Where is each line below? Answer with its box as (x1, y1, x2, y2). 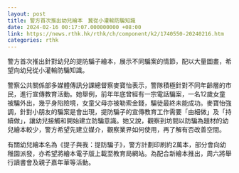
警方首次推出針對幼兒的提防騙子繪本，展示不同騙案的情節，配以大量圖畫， (7, 57, 225, 66)
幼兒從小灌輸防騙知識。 (19, 66, 89, 74)
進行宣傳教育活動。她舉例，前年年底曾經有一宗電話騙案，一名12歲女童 (19, 90, 226, 99)
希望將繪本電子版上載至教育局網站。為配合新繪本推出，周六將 (44, 150, 225, 158)
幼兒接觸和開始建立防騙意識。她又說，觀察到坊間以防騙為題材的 (35, 116, 223, 125)
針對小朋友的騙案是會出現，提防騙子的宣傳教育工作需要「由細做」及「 (19, 108, 225, 116)
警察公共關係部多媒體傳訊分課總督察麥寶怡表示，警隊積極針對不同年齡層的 (7, 81, 225, 89)
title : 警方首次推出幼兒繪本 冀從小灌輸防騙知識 (7, 17, 136, 24)
